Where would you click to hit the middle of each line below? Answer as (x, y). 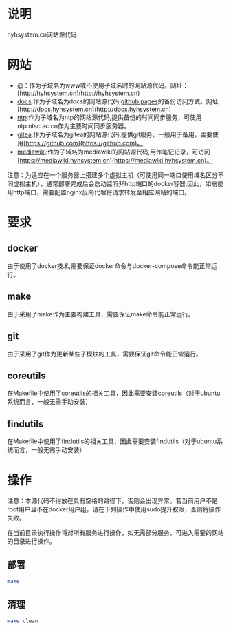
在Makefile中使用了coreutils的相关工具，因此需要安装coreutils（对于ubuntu (114, 393)
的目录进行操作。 (31, 541)
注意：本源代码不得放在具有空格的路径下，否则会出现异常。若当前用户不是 (112, 501)
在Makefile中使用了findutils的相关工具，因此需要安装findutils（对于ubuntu (112, 441)
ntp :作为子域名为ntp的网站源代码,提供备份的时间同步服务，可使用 (109, 117)
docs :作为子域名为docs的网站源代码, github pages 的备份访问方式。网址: (118, 101)
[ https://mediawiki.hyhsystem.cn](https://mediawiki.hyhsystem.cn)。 (115, 160)
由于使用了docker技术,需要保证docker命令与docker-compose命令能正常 (109, 265)
